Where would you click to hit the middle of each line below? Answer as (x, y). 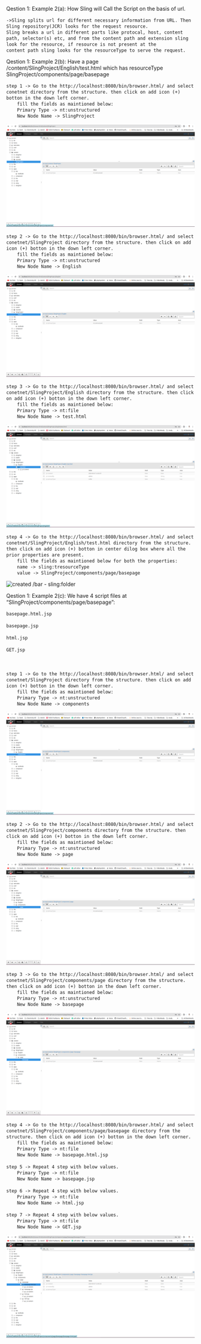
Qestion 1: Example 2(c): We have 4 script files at (67, 595)
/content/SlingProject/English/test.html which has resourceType (85, 68)
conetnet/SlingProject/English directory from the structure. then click (100, 393)
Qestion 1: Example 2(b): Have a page (52, 62)
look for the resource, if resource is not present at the (81, 44)
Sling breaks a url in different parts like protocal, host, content (95, 32)
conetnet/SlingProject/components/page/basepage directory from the (93, 1131)
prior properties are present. (45, 555)
